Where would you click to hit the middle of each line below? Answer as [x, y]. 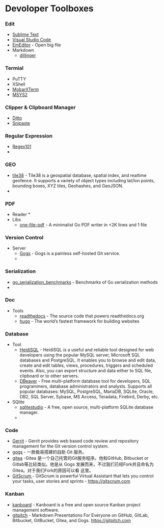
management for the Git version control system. [60, 446]
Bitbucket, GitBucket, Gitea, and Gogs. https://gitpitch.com [71, 520]
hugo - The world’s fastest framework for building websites [80, 321]
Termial [14, 68]
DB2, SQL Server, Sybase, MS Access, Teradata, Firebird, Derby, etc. [89, 397]
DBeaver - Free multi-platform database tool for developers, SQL [85, 381]
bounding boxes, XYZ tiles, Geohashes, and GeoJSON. [68, 186]
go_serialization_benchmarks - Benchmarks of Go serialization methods [85, 282]
